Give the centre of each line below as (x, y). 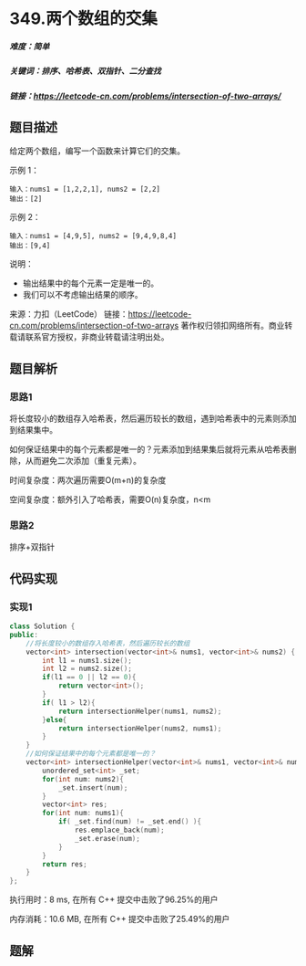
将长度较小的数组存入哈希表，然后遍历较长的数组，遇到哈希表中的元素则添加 (153, 419)
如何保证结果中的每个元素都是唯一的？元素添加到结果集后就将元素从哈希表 (149, 449)
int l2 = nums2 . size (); (87, 669)
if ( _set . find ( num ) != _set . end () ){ (130, 822)
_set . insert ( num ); (93, 787)
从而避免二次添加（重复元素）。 (83, 461)
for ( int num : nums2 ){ (83, 779)
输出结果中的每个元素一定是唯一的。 (91, 283)
